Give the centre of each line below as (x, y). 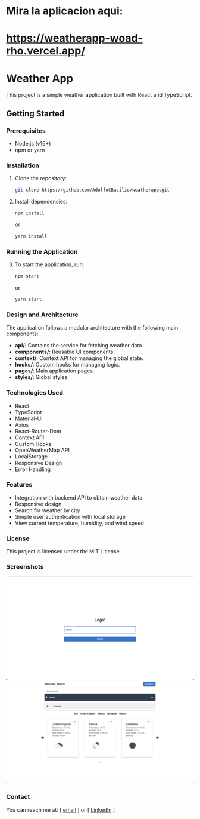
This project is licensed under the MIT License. (64, 552)
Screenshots (25, 567)
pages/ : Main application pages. (54, 371)
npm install (29, 213)
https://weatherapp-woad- (74, 39)
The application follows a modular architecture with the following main (92, 328)
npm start (27, 276)
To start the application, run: (49, 264)
